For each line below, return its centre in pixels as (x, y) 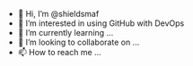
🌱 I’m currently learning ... (66, 33)
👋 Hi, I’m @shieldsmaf (58, 14)
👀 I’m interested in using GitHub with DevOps (101, 23)
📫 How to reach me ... (59, 52)
